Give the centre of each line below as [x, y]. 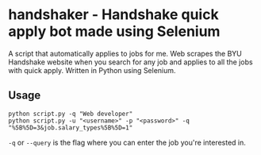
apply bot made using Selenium [114, 31]
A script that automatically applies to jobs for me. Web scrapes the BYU [125, 53]
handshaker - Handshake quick [114, 15]
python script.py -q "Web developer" [71, 114]
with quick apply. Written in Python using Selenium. [92, 70]
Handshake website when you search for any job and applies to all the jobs [130, 62]
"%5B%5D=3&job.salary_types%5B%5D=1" [71, 128]
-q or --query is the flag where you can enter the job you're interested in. [127, 142]
